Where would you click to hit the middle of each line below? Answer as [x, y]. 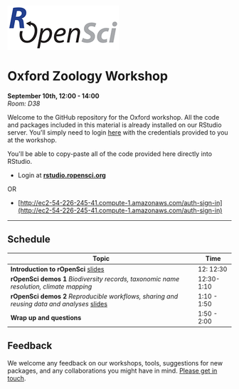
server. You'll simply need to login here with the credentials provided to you [118, 132]
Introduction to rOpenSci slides [57, 269]
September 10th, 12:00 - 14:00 [53, 95]
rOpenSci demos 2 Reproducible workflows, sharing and [94, 296]
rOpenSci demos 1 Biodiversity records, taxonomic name [95, 279]
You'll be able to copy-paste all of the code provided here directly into [110, 154]
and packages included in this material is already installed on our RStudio [115, 125]
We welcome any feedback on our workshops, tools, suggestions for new [115, 363]
